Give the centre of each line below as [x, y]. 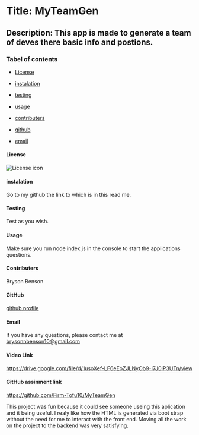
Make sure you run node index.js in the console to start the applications [93, 248]
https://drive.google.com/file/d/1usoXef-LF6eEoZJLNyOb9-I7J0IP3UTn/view [99, 368]
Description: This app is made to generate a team [99, 33]
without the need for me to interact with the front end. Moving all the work [96, 419]
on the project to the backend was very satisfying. [67, 425]
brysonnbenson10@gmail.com [43, 341]
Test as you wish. [27, 222]
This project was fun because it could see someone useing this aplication [96, 406]
